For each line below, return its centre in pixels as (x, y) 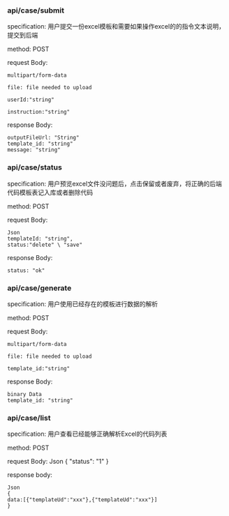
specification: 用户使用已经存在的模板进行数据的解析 (83, 304)
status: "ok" (26, 271)
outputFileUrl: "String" (43, 138)
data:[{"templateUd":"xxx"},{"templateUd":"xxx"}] (82, 500)
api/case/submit (36, 10)
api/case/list (29, 418)
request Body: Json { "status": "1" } (58, 462)
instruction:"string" (39, 112)
